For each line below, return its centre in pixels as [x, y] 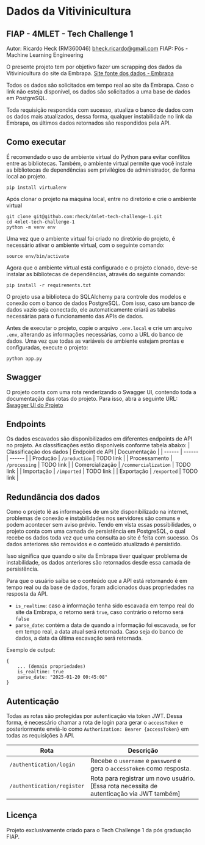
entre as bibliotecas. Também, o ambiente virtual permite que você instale [99, 163]
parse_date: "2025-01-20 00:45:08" [63, 677]
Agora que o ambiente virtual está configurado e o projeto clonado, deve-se [102, 268]
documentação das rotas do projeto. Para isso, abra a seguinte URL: [92, 398]
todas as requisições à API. [41, 736]
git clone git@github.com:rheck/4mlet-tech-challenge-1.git [85, 216]
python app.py [24, 359]
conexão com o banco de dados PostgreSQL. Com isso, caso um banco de [101, 303]
